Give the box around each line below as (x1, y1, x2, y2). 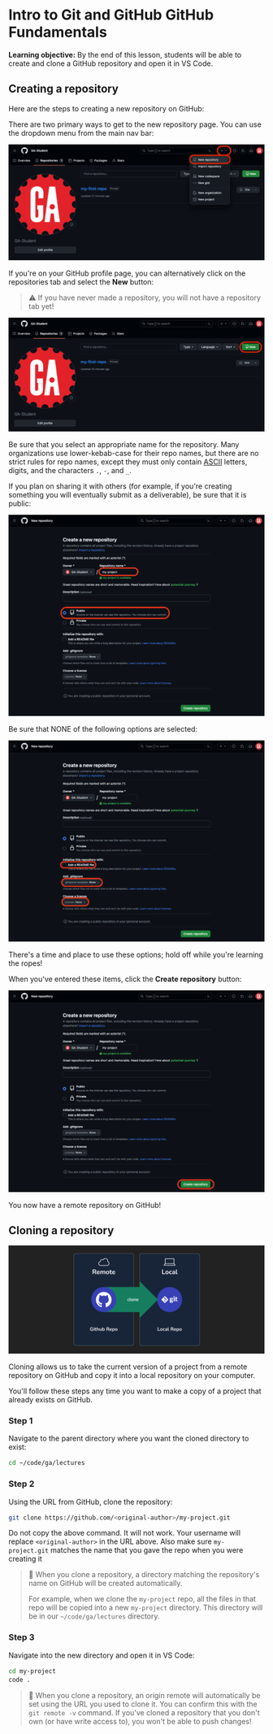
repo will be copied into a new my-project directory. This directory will (28, 1603, 263, 1613)
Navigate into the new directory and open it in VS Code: (8, 1650, 195, 1660)
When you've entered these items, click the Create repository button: (8, 974, 242, 984)
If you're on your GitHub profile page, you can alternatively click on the (8, 268, 246, 278)
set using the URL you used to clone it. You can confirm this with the (28, 1699, 258, 1709)
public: (8, 498, 32, 509)
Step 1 (8, 1415, 33, 1427)
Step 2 (8, 1478, 35, 1489)
